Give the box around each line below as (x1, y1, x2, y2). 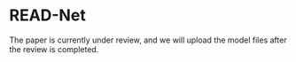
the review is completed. (9, 43, 99, 54)
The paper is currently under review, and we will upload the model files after (9, 35, 287, 45)
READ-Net (9, 5, 86, 26)
